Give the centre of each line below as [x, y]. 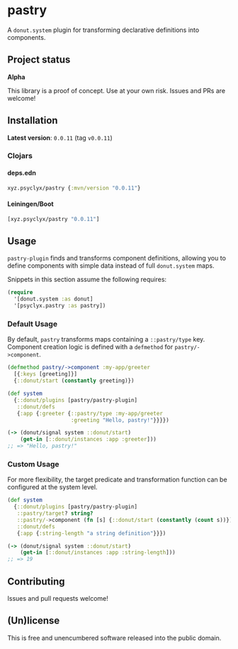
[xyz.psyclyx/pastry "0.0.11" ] [53, 219]
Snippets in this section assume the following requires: [87, 280]
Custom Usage [33, 464]
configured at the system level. [52, 487]
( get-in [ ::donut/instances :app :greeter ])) [89, 440]
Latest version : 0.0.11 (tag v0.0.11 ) [60, 138]
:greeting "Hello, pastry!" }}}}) [120, 420]
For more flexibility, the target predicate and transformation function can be [118, 480]
